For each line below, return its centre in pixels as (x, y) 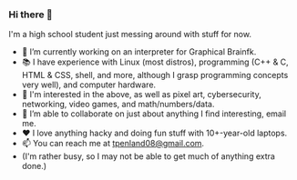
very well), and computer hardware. (89, 85)
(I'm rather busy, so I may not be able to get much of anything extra (148, 156)
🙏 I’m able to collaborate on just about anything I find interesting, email (154, 114)
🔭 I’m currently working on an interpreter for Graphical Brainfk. (139, 52)
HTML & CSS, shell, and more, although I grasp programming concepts (155, 75)
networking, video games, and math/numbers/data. (118, 105)
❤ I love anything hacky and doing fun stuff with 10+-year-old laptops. (154, 133)
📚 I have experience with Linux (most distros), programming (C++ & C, (155, 62)
